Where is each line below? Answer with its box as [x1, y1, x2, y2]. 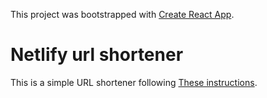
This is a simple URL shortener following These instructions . [10, 76, 258, 88]
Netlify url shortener [10, 44, 184, 66]
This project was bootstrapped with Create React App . [10, 9, 235, 20]
